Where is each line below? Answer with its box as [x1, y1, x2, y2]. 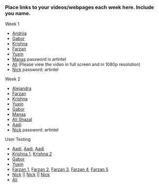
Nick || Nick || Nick [12, 172, 50, 178]
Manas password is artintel [12, 56, 67, 62]
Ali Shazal [12, 116, 33, 123]
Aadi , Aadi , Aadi [12, 146, 45, 152]
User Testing [5, 136, 31, 142]
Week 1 [5, 21, 19, 27]
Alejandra [12, 86, 32, 92]
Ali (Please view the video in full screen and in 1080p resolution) [12, 61, 141, 67]
